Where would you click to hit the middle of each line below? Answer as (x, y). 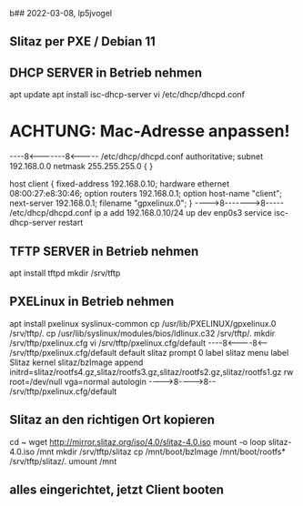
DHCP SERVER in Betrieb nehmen (106, 72)
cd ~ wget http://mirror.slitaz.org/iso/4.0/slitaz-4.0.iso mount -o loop (138, 441)
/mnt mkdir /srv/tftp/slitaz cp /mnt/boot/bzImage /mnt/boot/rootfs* (161, 451)
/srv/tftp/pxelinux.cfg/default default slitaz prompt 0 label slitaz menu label (149, 352)
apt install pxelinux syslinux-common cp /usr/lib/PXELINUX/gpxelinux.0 (143, 323)
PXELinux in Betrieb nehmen (92, 302)
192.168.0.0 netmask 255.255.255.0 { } (81, 167)
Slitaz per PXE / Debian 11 (83, 41)
